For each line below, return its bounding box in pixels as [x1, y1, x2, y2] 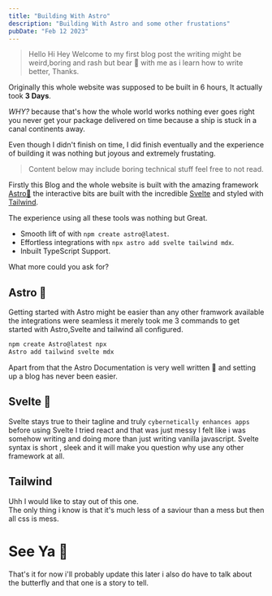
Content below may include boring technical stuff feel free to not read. [28, 164, 264, 174]
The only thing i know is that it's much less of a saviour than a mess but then [8, 505, 265, 515]
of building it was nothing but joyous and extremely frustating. [8, 148, 217, 159]
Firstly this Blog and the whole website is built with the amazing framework [8, 180, 259, 190]
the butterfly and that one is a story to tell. [8, 577, 149, 587]
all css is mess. [8, 514, 59, 524]
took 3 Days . [8, 91, 51, 101]
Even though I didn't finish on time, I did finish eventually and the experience [8, 140, 265, 150]
